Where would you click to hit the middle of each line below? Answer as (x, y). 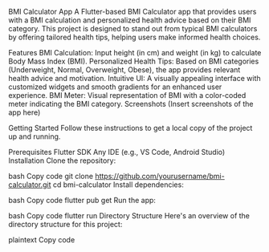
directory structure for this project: (65, 224)
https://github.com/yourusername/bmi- (160, 176)
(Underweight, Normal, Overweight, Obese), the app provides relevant (124, 70)
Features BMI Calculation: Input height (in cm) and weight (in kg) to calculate (135, 53)
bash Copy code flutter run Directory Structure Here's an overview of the (129, 215)
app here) (24, 112)
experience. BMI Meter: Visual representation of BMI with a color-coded (127, 95)
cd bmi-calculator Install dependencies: (118, 185)
